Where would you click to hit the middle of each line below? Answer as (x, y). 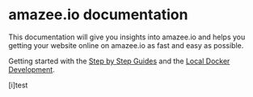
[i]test (18, 85)
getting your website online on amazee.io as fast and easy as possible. (126, 45)
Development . (32, 69)
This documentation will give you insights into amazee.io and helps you (127, 37)
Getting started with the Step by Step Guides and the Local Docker (119, 61)
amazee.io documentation (98, 15)
